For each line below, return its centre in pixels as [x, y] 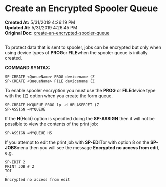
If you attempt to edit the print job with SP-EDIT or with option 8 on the [77, 142]
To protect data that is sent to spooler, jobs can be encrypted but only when [83, 47]
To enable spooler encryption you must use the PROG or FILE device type [80, 91]
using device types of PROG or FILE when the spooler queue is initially [77, 53]
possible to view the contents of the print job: [52, 124]
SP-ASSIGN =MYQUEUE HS [29, 133]
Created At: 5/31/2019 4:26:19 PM [40, 22]
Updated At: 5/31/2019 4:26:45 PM [41, 27]
